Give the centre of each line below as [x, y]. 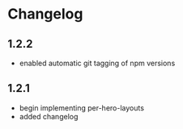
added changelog [49, 116]
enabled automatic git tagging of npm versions [97, 63]
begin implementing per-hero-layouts [82, 108]
